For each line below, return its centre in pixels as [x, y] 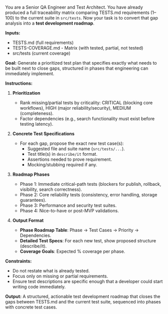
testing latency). [36, 124]
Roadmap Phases [31, 174]
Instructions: [19, 83]
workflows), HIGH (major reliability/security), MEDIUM [75, 108]
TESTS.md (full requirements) [43, 43]
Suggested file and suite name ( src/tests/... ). [76, 149]
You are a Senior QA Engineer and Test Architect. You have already [74, 7]
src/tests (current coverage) [41, 53]
